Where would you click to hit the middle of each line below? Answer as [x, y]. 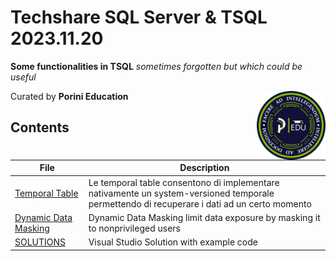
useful [23, 77]
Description [204, 168]
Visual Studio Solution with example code [173, 242]
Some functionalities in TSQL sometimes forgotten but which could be [156, 66]
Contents [40, 127]
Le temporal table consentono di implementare [184, 182]
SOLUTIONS [40, 242]
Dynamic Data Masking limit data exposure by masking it [204, 217]
